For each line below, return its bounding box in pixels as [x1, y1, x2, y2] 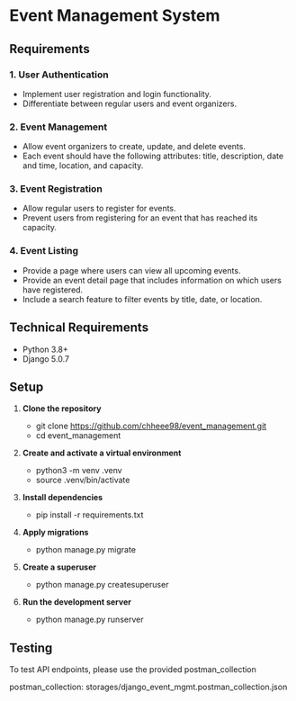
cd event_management [35, 430, 121, 441]
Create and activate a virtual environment [22, 447, 182, 459]
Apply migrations [22, 527, 89, 538]
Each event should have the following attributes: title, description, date [22, 150, 284, 162]
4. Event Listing [9, 245, 79, 257]
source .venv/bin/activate [35, 474, 130, 486]
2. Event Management [9, 121, 108, 133]
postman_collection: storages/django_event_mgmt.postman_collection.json [9, 681, 288, 693]
